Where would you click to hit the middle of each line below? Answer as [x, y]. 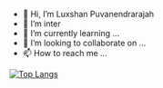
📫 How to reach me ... [65, 53]
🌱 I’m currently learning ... [71, 33]
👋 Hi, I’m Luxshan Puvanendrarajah [88, 14]
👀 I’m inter [41, 24]
